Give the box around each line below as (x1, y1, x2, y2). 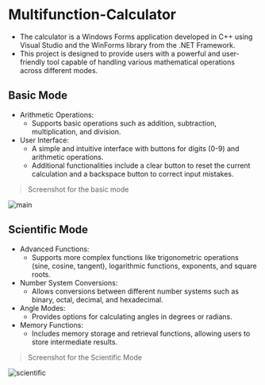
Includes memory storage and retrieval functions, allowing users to (31, 329, 251, 338)
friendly (19, 57, 46, 67)
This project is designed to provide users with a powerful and (19, 49, 221, 58)
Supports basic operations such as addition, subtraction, (31, 118, 217, 128)
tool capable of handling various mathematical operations (47, 57, 236, 67)
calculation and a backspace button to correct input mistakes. (31, 169, 234, 178)
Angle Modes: (19, 303, 66, 313)
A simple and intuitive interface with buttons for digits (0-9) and (31, 143, 240, 153)
